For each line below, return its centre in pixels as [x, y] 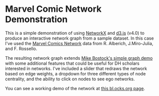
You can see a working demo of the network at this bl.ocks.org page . [75, 88]
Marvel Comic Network [53, 9]
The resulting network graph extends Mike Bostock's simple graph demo [79, 58]
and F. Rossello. [21, 48]
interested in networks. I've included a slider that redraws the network [76, 68]
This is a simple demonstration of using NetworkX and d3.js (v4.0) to [75, 33]
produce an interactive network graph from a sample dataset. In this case [79, 38]
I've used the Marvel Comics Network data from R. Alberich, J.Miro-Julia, [79, 43]
